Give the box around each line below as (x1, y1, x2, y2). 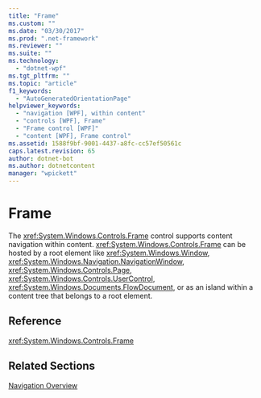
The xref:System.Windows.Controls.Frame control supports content (8, 231, 233, 241)
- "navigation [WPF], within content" (15, 110, 147, 118)
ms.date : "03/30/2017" (8, 27, 85, 35)
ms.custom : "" (8, 19, 56, 27)
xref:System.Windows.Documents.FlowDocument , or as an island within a (8, 282, 254, 291)
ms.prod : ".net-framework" (8, 34, 99, 43)
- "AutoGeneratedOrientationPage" (15, 94, 131, 103)
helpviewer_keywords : (8, 102, 81, 110)
